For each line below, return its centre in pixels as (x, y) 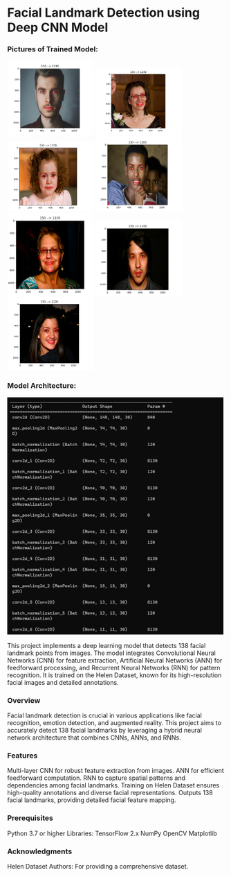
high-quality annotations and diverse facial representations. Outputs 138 (110, 793)
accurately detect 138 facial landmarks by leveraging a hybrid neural (105, 731)
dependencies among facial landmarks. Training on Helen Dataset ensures (113, 785)
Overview (24, 700)
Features (22, 756)
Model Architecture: (42, 386)
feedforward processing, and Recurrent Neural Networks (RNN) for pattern (114, 667)
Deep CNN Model (58, 27)
